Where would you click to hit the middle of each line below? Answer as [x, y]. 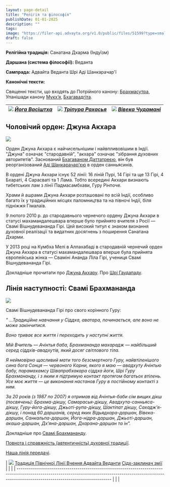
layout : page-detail [27, 10]
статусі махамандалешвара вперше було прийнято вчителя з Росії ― [81, 221]
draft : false [19, 38]
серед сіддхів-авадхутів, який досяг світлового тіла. [63, 350]
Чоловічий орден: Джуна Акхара [61, 127]
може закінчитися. [26, 325]
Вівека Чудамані [139, 109]
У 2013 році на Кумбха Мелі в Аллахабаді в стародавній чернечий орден [84, 247]
